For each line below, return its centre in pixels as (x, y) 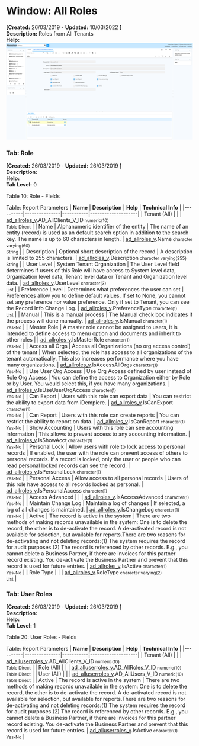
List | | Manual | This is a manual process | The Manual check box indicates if (99, 314)
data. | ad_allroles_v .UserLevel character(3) (56, 283)
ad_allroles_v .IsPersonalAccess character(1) (57, 491)
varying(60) (18, 246)
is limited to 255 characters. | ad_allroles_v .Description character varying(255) (96, 258)
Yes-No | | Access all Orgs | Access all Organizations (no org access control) (98, 346)
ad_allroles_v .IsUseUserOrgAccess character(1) (61, 390)
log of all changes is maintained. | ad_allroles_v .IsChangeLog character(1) (93, 510)
